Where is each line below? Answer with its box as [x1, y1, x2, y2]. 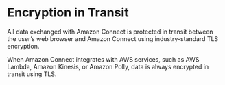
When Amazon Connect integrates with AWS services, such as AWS [7, 55, 200, 63]
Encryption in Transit [7, 5, 129, 21]
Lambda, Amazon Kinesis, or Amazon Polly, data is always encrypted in [7, 62, 209, 71]
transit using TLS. [7, 70, 57, 78]
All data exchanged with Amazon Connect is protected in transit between [7, 27, 214, 36]
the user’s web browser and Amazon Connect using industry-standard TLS [7, 34, 219, 42]
